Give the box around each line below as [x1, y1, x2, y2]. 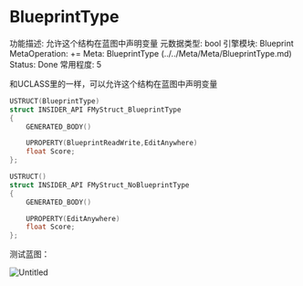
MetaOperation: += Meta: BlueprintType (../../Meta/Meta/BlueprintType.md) [9, 48, 292, 58]
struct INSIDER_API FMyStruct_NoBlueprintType [9, 180, 190, 189]
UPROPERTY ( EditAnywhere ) [26, 214, 120, 223]
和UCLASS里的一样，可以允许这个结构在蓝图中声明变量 [9, 78, 218, 89]
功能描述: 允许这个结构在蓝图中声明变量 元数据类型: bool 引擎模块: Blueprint [9, 37, 294, 48]
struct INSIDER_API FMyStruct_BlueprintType [9, 105, 182, 114]
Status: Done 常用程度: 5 [9, 58, 102, 69]
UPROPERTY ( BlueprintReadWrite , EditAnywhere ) [26, 139, 198, 148]
